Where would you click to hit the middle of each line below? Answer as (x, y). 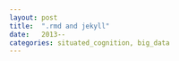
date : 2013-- (38, 34)
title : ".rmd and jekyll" (60, 26)
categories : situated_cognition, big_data (89, 43)
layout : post (34, 17)
